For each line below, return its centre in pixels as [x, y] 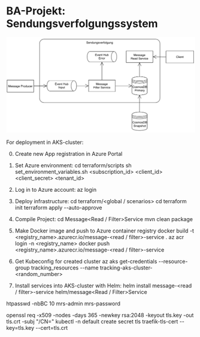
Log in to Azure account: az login [56, 190]
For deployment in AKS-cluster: [45, 142]
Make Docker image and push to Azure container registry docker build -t [104, 231]
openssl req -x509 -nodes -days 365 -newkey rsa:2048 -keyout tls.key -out [100, 315]
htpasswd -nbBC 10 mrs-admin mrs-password [63, 304]
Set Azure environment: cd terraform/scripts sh [73, 166]
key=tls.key [20, 328]
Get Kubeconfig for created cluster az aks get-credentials [86, 262]
